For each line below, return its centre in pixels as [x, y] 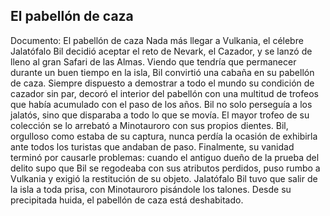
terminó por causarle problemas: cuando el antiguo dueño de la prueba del [165, 157]
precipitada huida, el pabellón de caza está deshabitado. [127, 200]
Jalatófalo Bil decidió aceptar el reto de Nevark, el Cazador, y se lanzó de [161, 51]
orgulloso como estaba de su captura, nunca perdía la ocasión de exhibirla [164, 136]
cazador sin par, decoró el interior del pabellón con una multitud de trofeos [164, 93]
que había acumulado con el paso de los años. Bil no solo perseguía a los [161, 104]
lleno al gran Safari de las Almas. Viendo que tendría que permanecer [153, 61]
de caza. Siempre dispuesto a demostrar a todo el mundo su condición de [162, 83]
